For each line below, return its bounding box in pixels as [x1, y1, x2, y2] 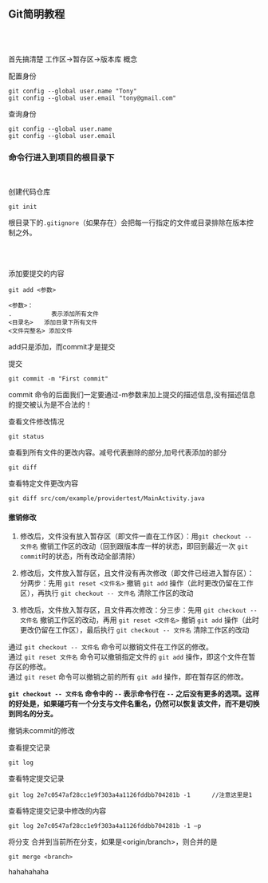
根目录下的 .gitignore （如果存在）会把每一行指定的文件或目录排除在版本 [8, 218, 247, 227]
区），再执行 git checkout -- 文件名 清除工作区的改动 [19, 589, 194, 598]
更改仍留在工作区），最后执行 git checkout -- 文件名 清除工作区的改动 [19, 625, 250, 635]
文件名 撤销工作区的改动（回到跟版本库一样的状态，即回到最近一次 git [19, 542, 249, 551]
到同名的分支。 [8, 709, 57, 719]
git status [8, 433, 45, 441]
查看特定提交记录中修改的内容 [8, 806, 106, 816]
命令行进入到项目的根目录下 [8, 152, 115, 163]
